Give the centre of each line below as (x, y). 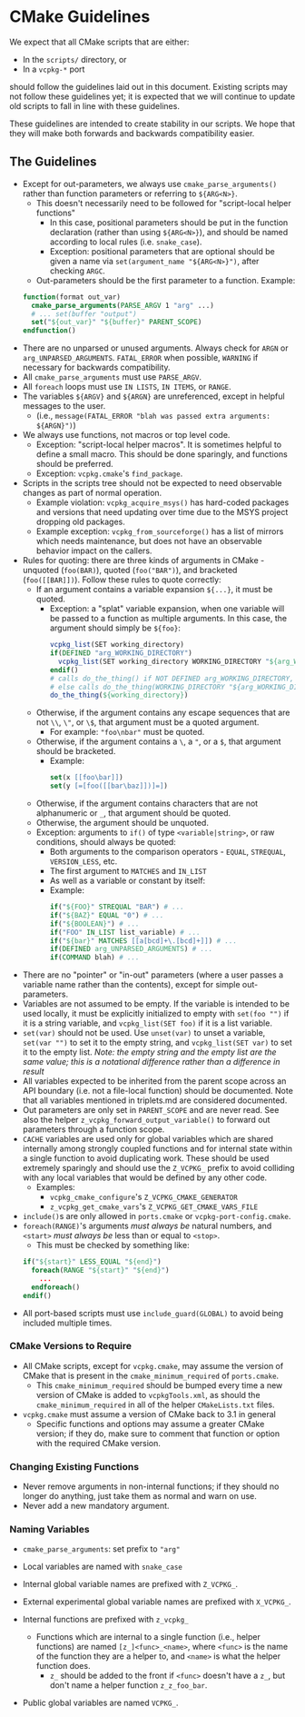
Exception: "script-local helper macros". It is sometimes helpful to (159, 445)
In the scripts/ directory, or (74, 59)
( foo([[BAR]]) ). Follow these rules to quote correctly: (122, 580)
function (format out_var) (71, 297)
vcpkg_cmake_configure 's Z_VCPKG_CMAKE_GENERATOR (143, 1197)
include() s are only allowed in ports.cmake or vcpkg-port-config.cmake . (157, 1216)
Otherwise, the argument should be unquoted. (122, 823)
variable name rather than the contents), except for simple (131, 985)
